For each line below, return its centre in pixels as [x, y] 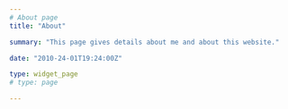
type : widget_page [44, 74]
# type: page [34, 83]
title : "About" [38, 26]
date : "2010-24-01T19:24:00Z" [66, 58]
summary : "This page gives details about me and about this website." [144, 42]
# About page [34, 17]
